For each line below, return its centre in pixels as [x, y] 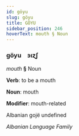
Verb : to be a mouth [31, 80]
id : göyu [17, 12]
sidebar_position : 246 [34, 28]
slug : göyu [20, 17]
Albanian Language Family [39, 127]
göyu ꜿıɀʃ [22, 56]
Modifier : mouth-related [36, 104]
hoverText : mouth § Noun [37, 34]
